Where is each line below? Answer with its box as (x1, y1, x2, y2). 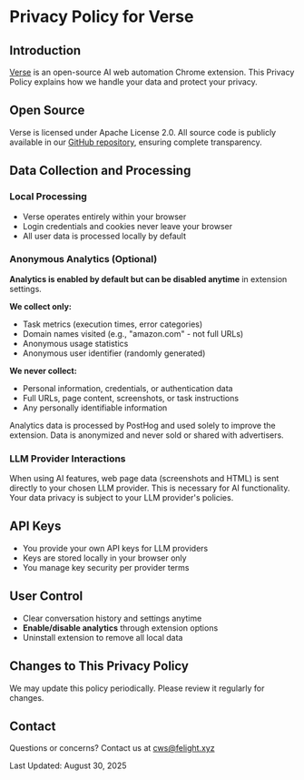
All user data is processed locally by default (22, 230, 186, 241)
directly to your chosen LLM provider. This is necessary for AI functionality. (9, 482, 290, 493)
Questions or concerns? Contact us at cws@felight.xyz (9, 743, 215, 754)
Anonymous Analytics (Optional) (9, 253, 158, 266)
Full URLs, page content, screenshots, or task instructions (22, 392, 239, 403)
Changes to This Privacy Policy (9, 658, 189, 674)
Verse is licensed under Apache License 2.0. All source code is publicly (9, 127, 277, 137)
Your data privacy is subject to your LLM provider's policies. (9, 492, 234, 503)
